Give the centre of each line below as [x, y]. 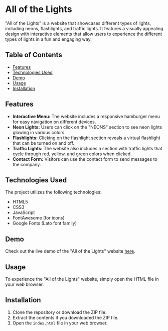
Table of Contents [34, 55]
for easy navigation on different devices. [54, 122]
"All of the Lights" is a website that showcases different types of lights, [78, 23]
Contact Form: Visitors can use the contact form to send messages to [85, 159]
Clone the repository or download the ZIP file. [59, 312]
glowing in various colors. [39, 132]
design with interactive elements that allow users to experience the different [83, 34]
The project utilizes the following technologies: [53, 192]
